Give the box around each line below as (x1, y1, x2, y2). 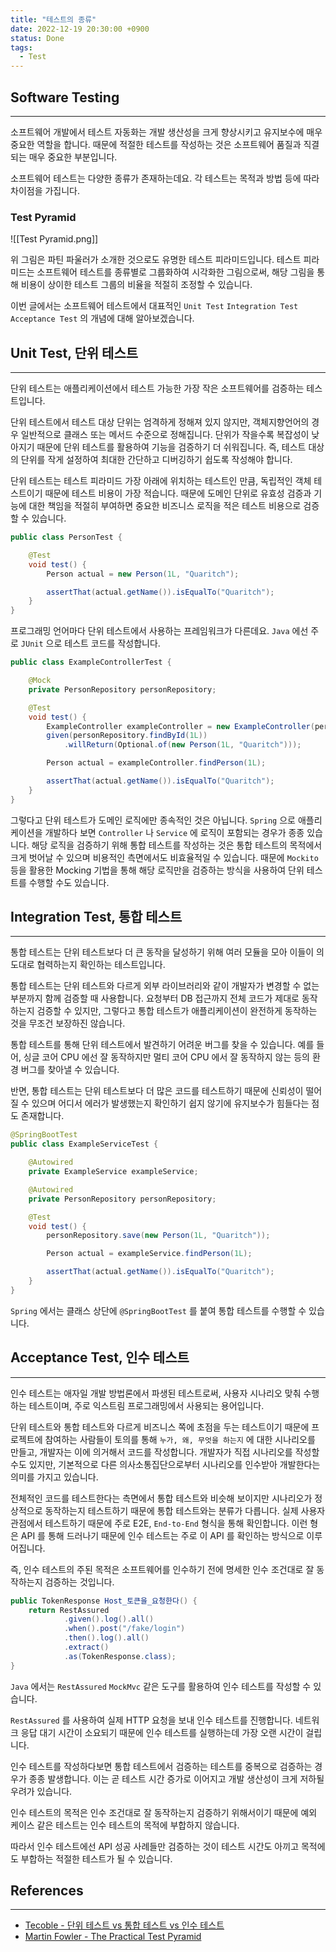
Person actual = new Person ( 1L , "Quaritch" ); (46, 569, 240, 579)
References (10, 1882, 84, 1900)
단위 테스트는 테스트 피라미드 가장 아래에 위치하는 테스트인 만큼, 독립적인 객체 (10, 475, 312, 487)
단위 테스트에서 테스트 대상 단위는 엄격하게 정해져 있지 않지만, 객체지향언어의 (10, 416, 310, 428)
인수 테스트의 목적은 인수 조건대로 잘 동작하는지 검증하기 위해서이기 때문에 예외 (10, 1806, 318, 1818)
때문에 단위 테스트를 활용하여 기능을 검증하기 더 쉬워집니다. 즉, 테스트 (36, 441, 307, 453)
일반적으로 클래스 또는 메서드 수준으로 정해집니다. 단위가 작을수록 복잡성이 (20, 429, 310, 441)
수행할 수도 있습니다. (28, 876, 110, 888)
